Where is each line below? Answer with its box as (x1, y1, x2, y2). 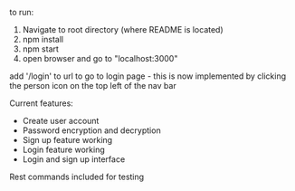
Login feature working (22, 144, 106, 155)
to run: (9, 7, 34, 17)
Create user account (22, 116, 100, 126)
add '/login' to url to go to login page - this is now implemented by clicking (9, 71, 287, 81)
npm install (22, 34, 64, 44)
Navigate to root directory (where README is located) (22, 24, 224, 34)
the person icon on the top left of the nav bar (9, 81, 176, 91)
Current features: (9, 98, 74, 109)
